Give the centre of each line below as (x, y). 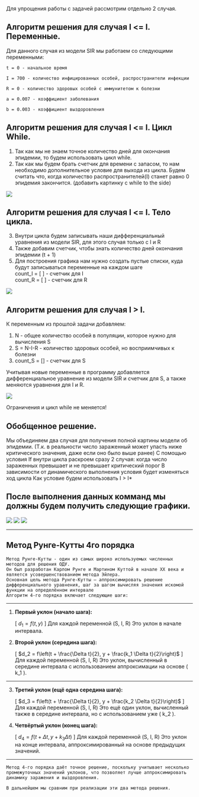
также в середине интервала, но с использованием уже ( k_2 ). (95, 714)
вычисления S (33, 342)
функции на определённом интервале (50, 590)
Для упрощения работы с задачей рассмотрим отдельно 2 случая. (91, 9)
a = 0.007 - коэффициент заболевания (53, 99)
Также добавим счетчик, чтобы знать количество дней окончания (99, 248)
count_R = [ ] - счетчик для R (51, 280)
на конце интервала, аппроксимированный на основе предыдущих (100, 745)
